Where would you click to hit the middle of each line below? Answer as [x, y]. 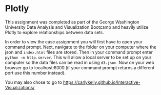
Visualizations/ [20, 87]
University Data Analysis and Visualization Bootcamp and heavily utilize [77, 27]
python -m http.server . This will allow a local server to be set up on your [78, 57]
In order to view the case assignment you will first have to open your [74, 41]
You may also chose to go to [34, 82]
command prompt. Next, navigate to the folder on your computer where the [81, 47]
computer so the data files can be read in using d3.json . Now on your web [80, 62]
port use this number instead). [35, 73]
